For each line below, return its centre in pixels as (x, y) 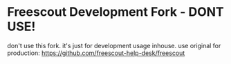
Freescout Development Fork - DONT (115, 12)
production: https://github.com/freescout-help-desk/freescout (96, 53)
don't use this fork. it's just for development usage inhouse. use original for (114, 45)
